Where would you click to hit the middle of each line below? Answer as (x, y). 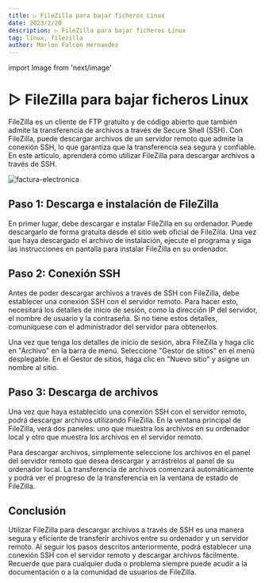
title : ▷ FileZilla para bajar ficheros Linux (86, 15)
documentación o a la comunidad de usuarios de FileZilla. (102, 572)
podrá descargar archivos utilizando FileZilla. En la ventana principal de (125, 420)
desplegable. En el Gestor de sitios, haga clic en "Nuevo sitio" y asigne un (129, 359)
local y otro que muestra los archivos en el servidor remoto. (106, 437)
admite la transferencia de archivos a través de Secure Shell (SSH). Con (126, 130)
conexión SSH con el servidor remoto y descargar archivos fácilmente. (124, 555)
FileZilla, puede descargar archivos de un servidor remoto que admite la (126, 139)
